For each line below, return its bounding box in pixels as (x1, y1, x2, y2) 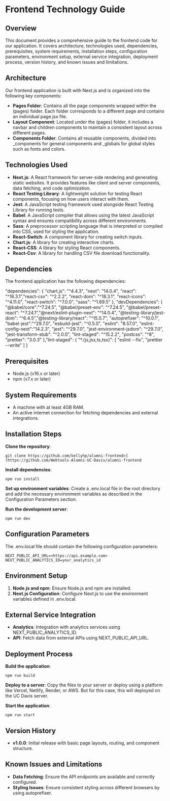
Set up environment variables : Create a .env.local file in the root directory (5, 485, 161, 491)
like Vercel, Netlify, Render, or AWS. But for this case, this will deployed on (5, 687, 161, 693)
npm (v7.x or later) (12, 376, 51, 382)
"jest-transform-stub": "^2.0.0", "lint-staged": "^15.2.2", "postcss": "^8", (5, 331, 155, 337)
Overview (5, 24, 37, 33)
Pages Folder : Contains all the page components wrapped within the (12, 102, 157, 109)
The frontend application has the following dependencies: (5, 278, 126, 284)
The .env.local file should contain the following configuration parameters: (5, 543, 158, 549)
